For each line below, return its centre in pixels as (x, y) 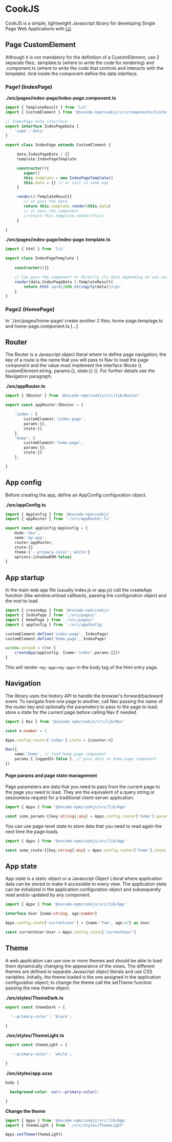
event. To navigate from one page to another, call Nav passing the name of (84, 701)
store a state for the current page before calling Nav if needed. (71, 712)
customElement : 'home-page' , (53, 443)
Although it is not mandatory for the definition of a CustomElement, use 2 (82, 57)
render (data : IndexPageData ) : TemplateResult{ (64, 282)
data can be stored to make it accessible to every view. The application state (86, 884)
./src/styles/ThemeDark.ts (35, 998)
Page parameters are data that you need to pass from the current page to (83, 787)
